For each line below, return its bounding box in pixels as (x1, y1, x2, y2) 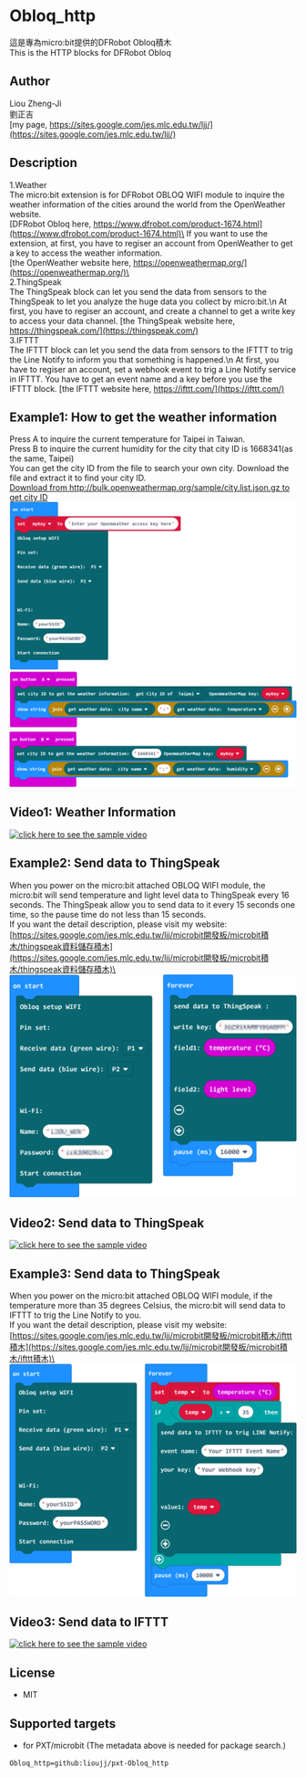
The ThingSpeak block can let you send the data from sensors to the (9, 286, 267, 297)
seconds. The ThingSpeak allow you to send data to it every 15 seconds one (9, 899, 296, 910)
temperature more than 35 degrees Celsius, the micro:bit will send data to (9, 1300, 286, 1310)
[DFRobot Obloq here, (9, 218, 92, 229)
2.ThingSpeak (9, 276, 62, 288)
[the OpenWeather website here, (9, 257, 132, 268)
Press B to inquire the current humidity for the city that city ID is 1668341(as (9, 444, 293, 455)
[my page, (9, 119, 48, 130)
